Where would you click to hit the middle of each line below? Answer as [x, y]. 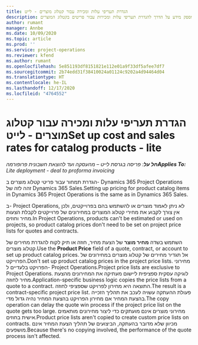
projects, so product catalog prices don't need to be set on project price [94, 224]
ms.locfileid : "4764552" [37, 94]
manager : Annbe [25, 28]
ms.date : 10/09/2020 [32, 34]
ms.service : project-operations [46, 50]
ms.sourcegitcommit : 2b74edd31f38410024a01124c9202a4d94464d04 [85, 72]
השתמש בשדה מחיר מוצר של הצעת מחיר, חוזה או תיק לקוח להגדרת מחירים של [94, 242]
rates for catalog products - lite [84, 147]
